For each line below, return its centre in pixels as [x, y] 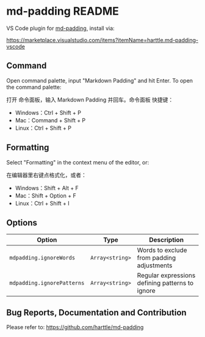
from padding [156, 258]
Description [167, 240]
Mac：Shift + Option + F [45, 195]
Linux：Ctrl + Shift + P [43, 128]
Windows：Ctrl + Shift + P [48, 113]
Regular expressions [166, 275]
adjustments [155, 265]
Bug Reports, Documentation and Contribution [97, 312]
